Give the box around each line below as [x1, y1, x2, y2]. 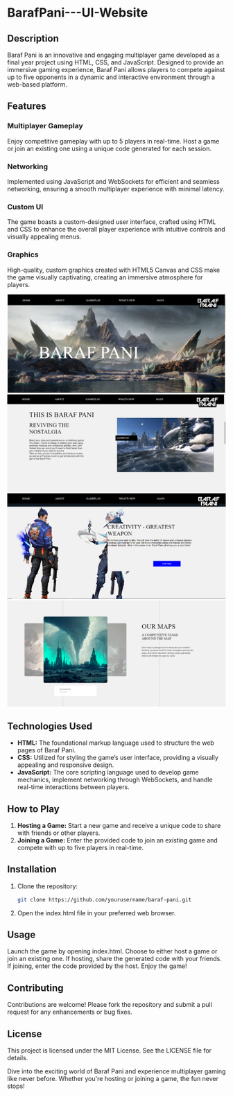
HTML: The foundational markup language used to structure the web [17, 738, 215, 747]
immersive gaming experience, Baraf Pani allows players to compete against [7, 66, 225, 74]
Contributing [7, 982, 64, 994]
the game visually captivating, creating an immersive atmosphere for [7, 273, 203, 282]
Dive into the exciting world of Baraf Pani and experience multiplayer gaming [7, 1067, 226, 1076]
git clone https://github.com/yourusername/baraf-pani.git [17, 896, 192, 903]
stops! [7, 1082, 26, 1090]
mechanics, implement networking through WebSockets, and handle [17, 775, 213, 784]
